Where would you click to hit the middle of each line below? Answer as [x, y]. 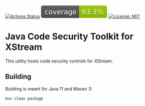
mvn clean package [24, 98]
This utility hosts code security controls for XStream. [59, 61]
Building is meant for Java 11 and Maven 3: [49, 88]
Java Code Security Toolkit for [69, 37]
